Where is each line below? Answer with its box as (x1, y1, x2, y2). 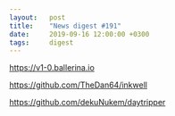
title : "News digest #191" (9, 21, 122, 30)
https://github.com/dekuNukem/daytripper (9, 97, 166, 108)
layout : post (9, 12, 66, 22)
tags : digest (9, 37, 74, 47)
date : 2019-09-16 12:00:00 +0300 (9, 29, 150, 38)
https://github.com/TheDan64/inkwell (9, 79, 147, 90)
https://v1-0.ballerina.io (9, 62, 96, 73)
